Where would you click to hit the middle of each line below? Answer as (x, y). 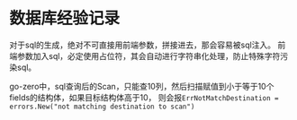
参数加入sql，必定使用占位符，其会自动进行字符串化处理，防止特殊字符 (148, 56)
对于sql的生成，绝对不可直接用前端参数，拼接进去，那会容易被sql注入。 (143, 45)
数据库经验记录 (65, 18)
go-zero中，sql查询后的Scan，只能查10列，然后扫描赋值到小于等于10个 (142, 86)
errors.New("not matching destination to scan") (102, 107)
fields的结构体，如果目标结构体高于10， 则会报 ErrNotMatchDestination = (144, 97)
